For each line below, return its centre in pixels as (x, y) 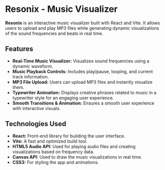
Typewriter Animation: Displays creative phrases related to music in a (84, 92)
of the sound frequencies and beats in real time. (54, 33)
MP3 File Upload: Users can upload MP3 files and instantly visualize (82, 82)
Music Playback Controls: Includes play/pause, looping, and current (82, 71)
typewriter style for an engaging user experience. (63, 98)
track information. (31, 77)
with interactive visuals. (37, 108)
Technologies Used (36, 124)
